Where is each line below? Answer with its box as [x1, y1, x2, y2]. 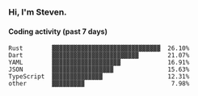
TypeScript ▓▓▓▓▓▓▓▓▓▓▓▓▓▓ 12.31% [8, 73, 190, 81]
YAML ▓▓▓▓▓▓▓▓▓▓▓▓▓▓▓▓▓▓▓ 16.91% [8, 59, 190, 67]
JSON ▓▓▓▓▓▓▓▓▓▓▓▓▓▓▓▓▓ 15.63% [8, 65, 190, 74]
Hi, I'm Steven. [8, 6, 67, 18]
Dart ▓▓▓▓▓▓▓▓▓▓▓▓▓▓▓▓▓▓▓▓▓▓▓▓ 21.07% [8, 52, 190, 60]
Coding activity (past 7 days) [8, 27, 107, 36]
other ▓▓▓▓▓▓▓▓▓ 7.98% [8, 80, 190, 88]
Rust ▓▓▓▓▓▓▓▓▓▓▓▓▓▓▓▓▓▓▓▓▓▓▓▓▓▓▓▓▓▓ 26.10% [8, 44, 190, 52]
